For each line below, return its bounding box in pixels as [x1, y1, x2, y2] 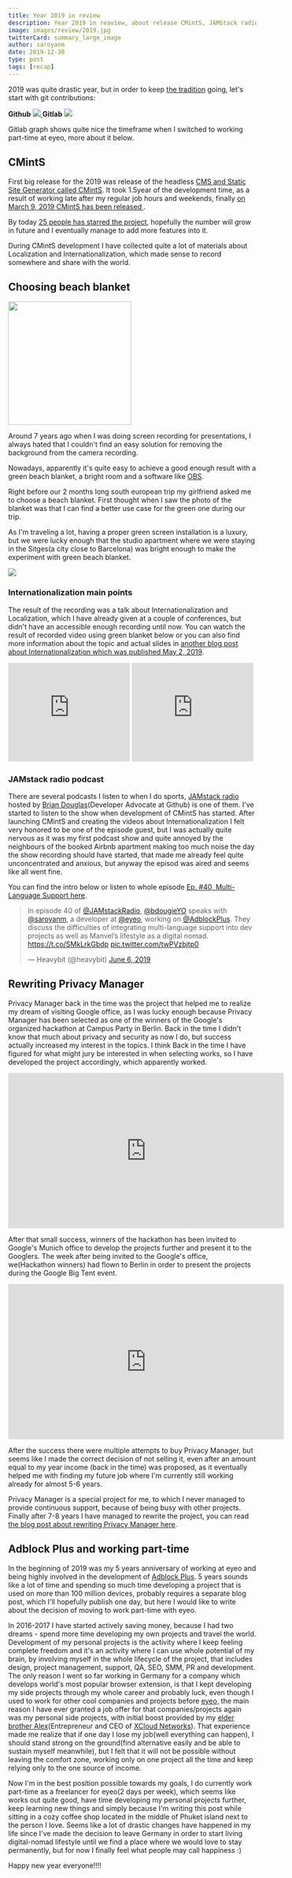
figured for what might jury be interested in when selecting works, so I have [8, 1048, 253, 1058]
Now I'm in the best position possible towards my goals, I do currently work [8, 1778, 253, 1787]
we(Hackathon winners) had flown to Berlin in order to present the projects [8, 1260, 251, 1269]
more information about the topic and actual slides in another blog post [8, 638, 238, 648]
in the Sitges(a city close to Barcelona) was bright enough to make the [8, 544, 236, 554]
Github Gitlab [8, 109, 63, 118]
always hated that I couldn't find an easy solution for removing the [8, 439, 223, 450]
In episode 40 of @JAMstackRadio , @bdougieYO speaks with [27, 905, 227, 915]
